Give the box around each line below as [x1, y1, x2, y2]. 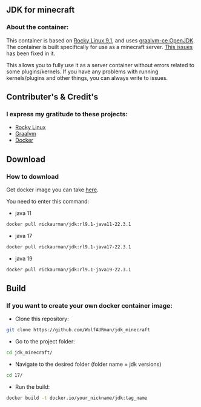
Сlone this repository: [15, 315, 69, 323]
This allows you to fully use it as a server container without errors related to [6, 61, 195, 68]
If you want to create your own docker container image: [6, 302, 173, 309]
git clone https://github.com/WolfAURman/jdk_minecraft [6, 327, 150, 333]
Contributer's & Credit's [6, 92, 99, 102]
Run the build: [15, 383, 50, 390]
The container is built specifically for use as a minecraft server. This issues [6, 43, 193, 50]
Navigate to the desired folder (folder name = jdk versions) [15, 360, 162, 368]
